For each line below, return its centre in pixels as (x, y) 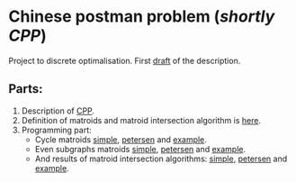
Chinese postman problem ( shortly (142, 17)
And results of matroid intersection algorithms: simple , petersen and (161, 159)
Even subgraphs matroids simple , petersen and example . (140, 149)
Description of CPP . (58, 111)
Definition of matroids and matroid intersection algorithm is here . (141, 120)
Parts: (26, 89)
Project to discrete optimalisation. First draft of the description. (125, 60)
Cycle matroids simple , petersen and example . (121, 139)
